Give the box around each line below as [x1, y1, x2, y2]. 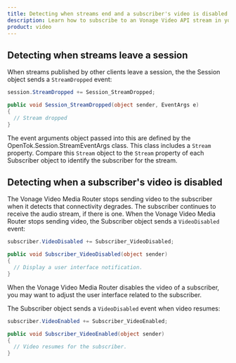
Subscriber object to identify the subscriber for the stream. [7, 156, 178, 165]
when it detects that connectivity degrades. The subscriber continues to [7, 203, 216, 211]
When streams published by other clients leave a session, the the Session [7, 68, 221, 76]
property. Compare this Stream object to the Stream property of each [7, 149, 204, 157]
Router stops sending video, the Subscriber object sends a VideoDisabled [7, 217, 220, 226]
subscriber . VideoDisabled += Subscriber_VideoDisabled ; [7, 238, 174, 245]
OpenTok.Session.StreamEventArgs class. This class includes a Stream [7, 141, 211, 149]
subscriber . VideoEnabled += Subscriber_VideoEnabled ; [7, 317, 169, 324]
